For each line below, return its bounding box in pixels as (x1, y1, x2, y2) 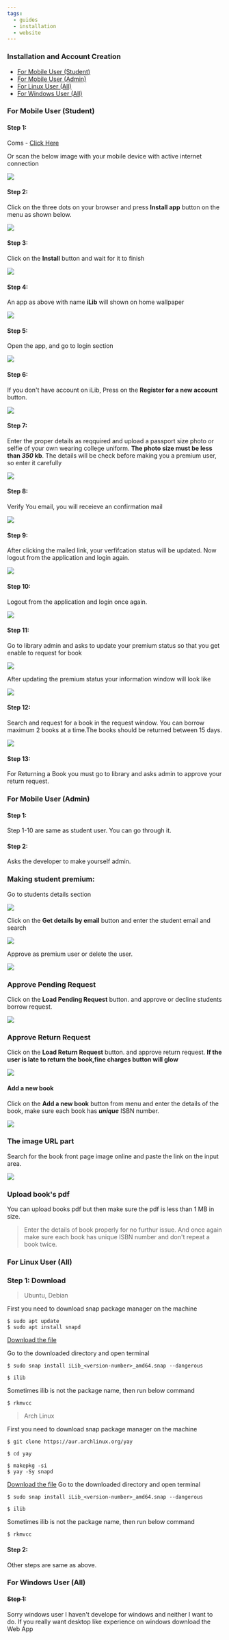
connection (7, 159, 39, 167)
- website (13, 29, 41, 36)
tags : (7, 10, 23, 17)
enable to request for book (7, 648, 82, 657)
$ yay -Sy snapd (7, 1468, 53, 1475)
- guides (13, 16, 38, 23)
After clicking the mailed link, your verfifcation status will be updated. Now (7, 546, 217, 554)
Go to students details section (7, 890, 92, 898)
